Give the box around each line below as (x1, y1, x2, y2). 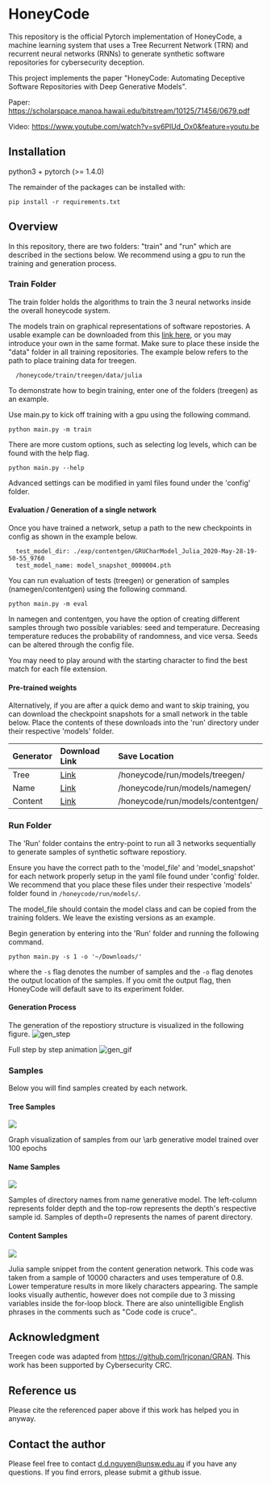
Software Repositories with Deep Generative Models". (8, 82, 187, 91)
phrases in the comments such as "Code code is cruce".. (8, 1307, 198, 1317)
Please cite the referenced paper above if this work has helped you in (8, 1405, 240, 1415)
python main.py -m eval (8, 600, 89, 608)
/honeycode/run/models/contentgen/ (118, 796, 259, 807)
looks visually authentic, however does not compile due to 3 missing (8, 1289, 236, 1299)
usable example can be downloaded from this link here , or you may (8, 329, 231, 340)
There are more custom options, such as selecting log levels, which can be (8, 439, 257, 449)
